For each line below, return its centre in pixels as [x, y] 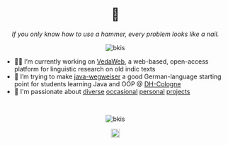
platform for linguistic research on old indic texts [85, 69]
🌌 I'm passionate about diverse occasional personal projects [102, 91]
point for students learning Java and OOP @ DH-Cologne [97, 83]
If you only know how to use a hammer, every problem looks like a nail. [115, 34]
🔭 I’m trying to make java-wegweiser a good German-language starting [118, 76]
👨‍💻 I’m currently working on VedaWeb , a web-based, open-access [111, 61]
